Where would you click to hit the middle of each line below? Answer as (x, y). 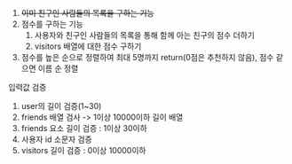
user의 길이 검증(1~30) (61, 106)
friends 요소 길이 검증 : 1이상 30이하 (84, 128)
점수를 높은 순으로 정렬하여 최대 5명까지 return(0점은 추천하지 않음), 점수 (147, 57)
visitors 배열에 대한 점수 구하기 (88, 46)
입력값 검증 (28, 87)
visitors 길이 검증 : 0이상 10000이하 (83, 150)
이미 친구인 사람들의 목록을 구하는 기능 (87, 13)
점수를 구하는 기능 (52, 24)
